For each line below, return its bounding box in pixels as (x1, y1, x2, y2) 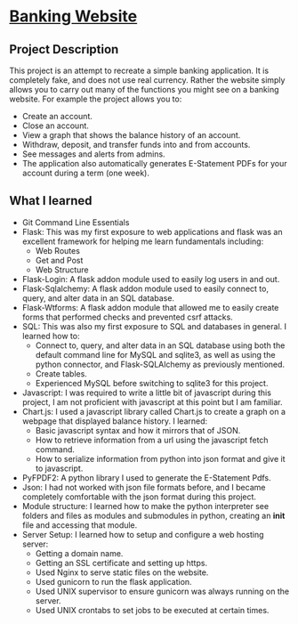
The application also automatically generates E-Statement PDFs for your (21, 158, 287, 168)
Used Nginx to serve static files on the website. (35, 567, 209, 578)
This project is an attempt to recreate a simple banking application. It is (9, 65, 270, 76)
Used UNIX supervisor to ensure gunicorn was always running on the (35, 586, 290, 596)
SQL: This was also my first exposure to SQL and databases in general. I (21, 320, 287, 331)
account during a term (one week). (21, 167, 149, 178)
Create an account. (21, 111, 93, 121)
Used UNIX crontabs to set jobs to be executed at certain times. (35, 604, 270, 615)
